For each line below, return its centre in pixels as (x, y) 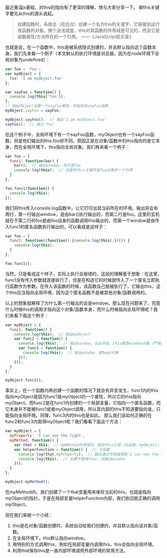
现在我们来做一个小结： (29, 515)
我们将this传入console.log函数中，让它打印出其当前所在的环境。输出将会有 (82, 208)
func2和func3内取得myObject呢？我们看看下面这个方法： (64, 422)
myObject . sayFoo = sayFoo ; (33, 111)
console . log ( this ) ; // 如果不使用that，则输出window (72, 459)
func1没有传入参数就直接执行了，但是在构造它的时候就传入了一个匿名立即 (80, 280)
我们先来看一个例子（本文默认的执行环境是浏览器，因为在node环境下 (84, 53)
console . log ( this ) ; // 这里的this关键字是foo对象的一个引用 (73, 170)
